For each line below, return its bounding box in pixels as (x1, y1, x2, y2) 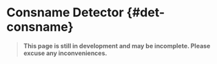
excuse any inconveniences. (23, 49, 107, 57)
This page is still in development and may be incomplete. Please (23, 42, 211, 50)
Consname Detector (6, 5, 125, 20)
